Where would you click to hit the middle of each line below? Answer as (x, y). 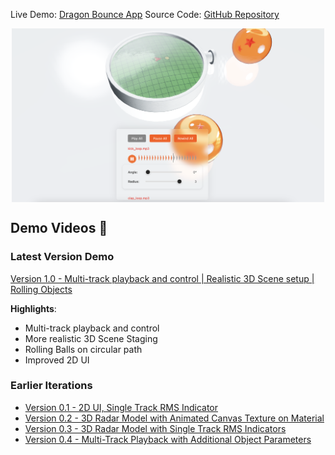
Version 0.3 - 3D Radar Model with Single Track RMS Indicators (155, 428)
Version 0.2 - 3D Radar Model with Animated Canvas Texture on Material (174, 418)
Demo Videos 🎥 (59, 228)
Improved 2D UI (57, 360)
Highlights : (33, 308)
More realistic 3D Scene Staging (91, 338)
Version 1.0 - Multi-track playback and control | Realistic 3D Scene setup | (162, 278)
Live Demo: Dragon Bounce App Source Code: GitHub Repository (145, 14)
